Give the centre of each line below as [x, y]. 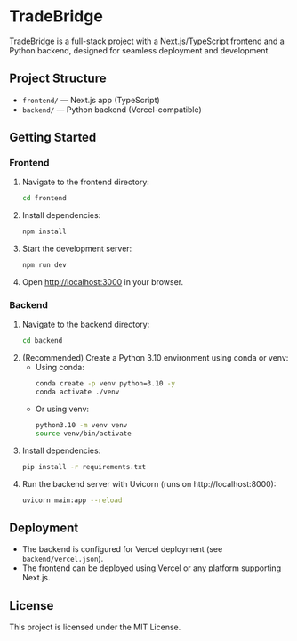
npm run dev [44, 265]
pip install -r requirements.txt [84, 467]
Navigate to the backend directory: [86, 325]
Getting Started [53, 138]
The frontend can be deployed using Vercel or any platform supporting [152, 568]
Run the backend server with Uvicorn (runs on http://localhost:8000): [149, 483]
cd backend [42, 341]
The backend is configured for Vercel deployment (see [122, 549]
